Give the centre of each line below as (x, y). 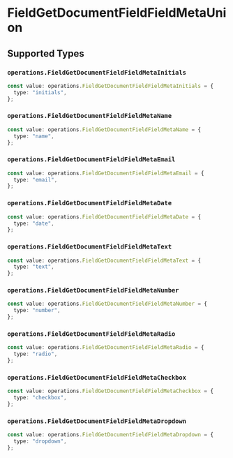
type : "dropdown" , (40, 441)
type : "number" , (37, 311)
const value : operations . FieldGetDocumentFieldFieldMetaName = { (104, 130)
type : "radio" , (36, 354)
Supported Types (46, 53)
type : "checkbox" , (40, 398)
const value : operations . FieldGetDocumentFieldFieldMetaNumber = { (107, 304)
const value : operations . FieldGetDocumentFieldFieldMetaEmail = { (106, 173)
